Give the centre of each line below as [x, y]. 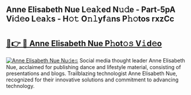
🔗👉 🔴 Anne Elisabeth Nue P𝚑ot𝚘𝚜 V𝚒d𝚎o [84, 43]
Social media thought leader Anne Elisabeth [132, 60]
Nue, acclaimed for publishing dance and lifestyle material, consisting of [93, 67]
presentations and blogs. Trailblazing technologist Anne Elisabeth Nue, [92, 73]
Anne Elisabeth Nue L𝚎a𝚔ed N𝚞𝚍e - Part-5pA [91, 10]
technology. [21, 86]
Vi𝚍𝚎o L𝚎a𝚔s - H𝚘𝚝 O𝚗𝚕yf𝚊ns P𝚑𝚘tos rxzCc [90, 19]
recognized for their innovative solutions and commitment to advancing [93, 80]
